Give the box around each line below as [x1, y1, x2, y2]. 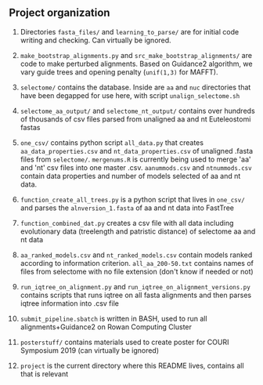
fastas [20, 122, 41, 132]
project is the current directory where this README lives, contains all [20, 361, 245, 370]
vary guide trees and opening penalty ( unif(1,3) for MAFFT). [20, 67, 218, 77]
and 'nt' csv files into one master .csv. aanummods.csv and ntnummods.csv [20, 162, 253, 172]
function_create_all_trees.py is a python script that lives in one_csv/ [20, 194, 245, 204]
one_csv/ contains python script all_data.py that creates [20, 137, 204, 147]
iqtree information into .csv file [20, 298, 120, 308]
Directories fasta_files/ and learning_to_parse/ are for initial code [20, 27, 240, 36]
